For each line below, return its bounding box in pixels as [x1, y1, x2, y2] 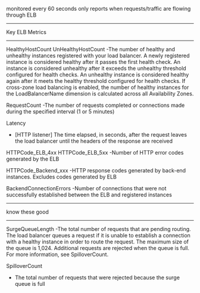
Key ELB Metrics [6, 29, 46, 35]
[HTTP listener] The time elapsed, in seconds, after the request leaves [14, 131, 187, 138]
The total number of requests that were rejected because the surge [14, 274, 180, 281]
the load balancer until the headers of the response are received [14, 137, 173, 144]
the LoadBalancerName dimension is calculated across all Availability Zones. [6, 90, 194, 97]
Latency [6, 119, 26, 127]
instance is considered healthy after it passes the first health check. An [6, 58, 180, 65]
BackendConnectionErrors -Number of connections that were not [6, 185, 167, 192]
